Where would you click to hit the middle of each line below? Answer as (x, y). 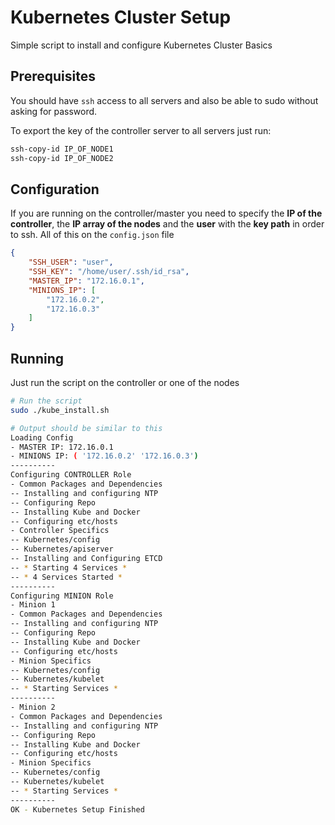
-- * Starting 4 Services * (69, 567)
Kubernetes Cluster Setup (121, 17)
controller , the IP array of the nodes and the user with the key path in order (167, 224)
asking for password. (54, 111)
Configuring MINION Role (62, 596)
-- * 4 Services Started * (66, 577)
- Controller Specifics (60, 531)
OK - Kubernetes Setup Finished (77, 809)
